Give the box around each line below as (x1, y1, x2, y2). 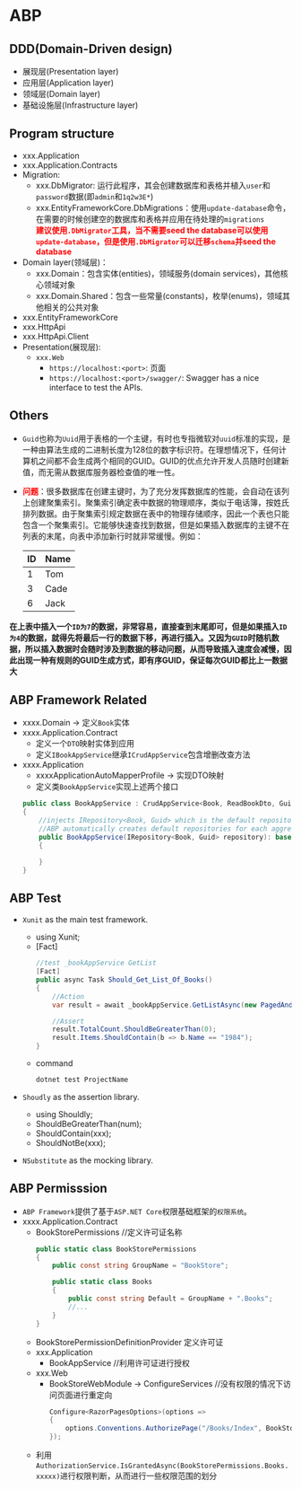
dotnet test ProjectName (35, 1075, 129, 1084)
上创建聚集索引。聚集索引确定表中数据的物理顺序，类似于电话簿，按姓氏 (21, 497, 289, 507)
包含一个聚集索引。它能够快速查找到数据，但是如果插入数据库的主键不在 (21, 519, 289, 530)
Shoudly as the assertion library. (21, 1091, 141, 1102)
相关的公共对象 (43, 302, 99, 313)
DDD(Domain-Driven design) (9, 41, 173, 57)
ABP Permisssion (9, 1181, 107, 1196)
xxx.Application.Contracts (21, 159, 118, 171)
